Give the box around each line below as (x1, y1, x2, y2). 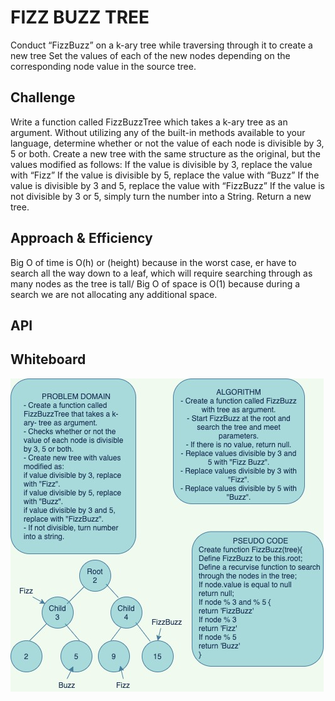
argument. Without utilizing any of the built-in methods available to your (10, 126, 306, 138)
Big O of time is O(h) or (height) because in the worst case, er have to (10, 256, 297, 268)
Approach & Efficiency (10, 230, 153, 247)
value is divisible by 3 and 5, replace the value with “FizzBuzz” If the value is (10, 179, 325, 191)
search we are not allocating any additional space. (10, 288, 218, 300)
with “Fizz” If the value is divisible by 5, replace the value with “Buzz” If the (10, 169, 320, 181)
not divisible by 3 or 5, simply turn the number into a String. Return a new (10, 190, 312, 202)
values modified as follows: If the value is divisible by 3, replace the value (10, 158, 313, 170)
